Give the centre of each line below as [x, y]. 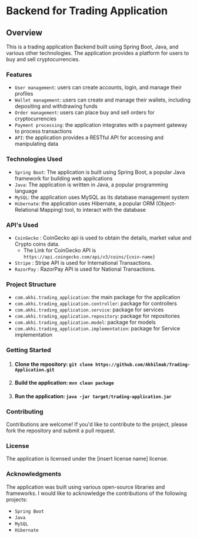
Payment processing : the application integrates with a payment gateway [101, 125]
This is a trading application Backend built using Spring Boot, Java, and [92, 47]
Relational [26, 209]
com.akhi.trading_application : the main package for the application [97, 297]
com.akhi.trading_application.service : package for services [89, 310]
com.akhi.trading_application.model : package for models [85, 322]
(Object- [166, 203]
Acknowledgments [34, 474]
